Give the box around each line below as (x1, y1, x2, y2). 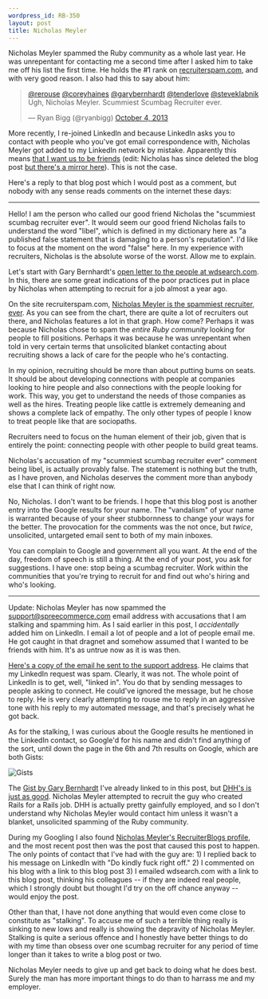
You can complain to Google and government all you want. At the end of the (8, 546, 258, 556)
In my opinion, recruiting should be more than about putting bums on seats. (8, 366, 256, 376)
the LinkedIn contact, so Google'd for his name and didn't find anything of (8, 735, 251, 745)
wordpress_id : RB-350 (8, 11, 81, 20)
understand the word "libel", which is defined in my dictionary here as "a (8, 226, 246, 236)
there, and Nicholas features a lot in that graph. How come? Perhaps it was (8, 317, 254, 326)
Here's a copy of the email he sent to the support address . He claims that (8, 661, 249, 671)
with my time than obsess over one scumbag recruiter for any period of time (8, 942, 259, 951)
